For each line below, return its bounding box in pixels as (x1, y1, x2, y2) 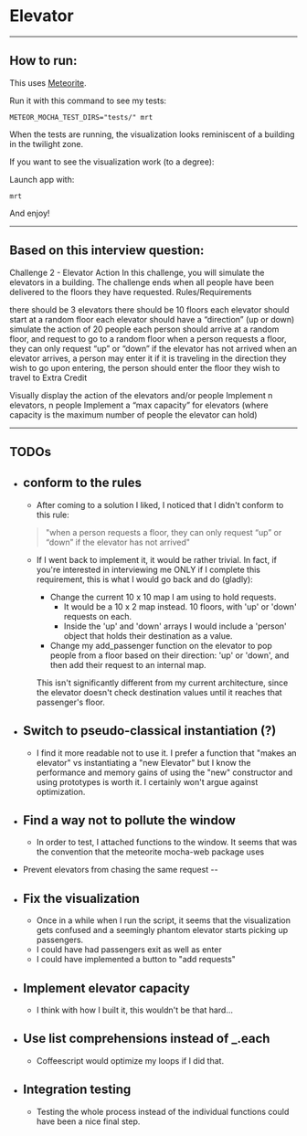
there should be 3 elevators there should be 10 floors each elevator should (9, 303, 290, 315)
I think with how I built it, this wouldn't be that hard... (36, 1004, 234, 1015)
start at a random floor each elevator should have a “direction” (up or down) (9, 313, 295, 324)
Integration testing (22, 1082, 132, 1098)
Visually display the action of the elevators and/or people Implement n (9, 389, 273, 400)
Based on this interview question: (9, 243, 205, 259)
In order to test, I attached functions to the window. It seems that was (36, 837, 298, 848)
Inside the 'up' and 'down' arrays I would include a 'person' (63, 621, 288, 632)
